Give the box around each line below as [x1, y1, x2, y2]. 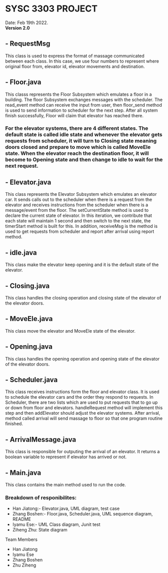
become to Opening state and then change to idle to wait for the [5, 156, 163, 163]
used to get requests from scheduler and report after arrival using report [5, 228, 154, 234]
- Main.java [5, 468, 41, 477]
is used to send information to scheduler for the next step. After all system [5, 107, 158, 113]
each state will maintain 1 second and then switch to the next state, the [5, 218, 151, 224]
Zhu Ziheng [12, 562, 36, 568]
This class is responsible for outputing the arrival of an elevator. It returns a [5, 449, 160, 455]
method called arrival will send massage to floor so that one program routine [5, 415, 163, 421]
